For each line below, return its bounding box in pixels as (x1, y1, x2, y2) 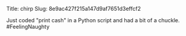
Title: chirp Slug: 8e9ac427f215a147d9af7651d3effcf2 (6, 5, 141, 12)
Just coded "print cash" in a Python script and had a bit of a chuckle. (6, 17, 180, 23)
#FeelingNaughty (6, 23, 50, 30)
